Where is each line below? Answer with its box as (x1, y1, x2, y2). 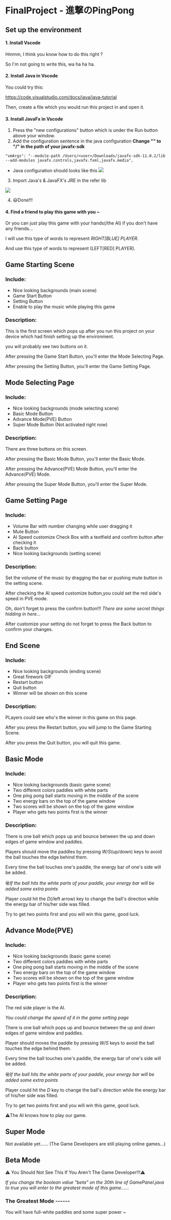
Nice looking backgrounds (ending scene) (12, 668, 101, 675)
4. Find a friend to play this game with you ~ (5, 209, 100, 215)
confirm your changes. (5, 626, 53, 633)
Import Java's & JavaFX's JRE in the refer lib (12, 177, 106, 184)
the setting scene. (5, 580, 43, 586)
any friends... (5, 226, 33, 232)
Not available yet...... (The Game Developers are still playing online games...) (5, 1141, 166, 1147)
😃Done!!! (12, 197, 33, 203)
